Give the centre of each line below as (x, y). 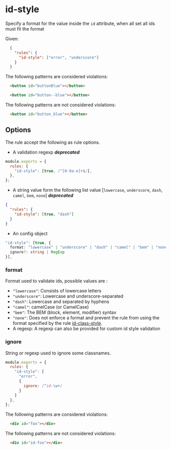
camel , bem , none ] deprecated (43, 196)
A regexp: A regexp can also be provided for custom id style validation (86, 328)
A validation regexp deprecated (46, 152)
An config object (30, 233)
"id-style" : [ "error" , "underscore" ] (59, 57)
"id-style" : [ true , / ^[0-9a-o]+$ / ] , (53, 171)
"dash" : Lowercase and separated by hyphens (61, 302)
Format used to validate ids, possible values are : (56, 281)
